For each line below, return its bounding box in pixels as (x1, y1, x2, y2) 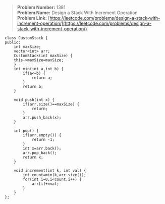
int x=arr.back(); (23, 146, 62, 151)
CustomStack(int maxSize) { (14, 53, 73, 58)
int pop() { (14, 128, 39, 133)
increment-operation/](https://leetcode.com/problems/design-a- (17, 20, 152, 26)
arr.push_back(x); (23, 115, 62, 120)
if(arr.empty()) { (23, 133, 62, 138)
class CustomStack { (5, 35, 48, 40)
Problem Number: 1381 (17, 5, 66, 10)
